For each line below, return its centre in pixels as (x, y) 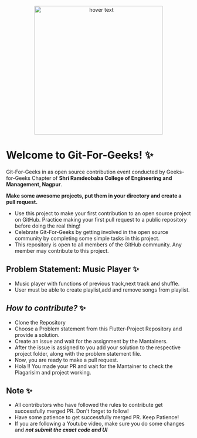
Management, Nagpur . (34, 184)
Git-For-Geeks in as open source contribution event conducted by (86, 172)
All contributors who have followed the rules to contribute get (89, 405)
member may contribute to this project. (62, 250)
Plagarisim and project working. (53, 372)
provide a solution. (37, 335)
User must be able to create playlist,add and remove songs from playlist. (102, 290)
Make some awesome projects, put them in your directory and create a (94, 195)
